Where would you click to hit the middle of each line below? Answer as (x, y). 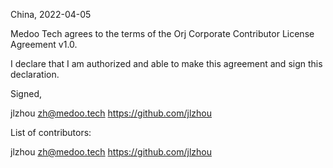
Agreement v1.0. (44, 44)
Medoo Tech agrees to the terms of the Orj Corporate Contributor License (162, 33)
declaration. (35, 74)
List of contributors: (51, 132)
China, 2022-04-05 (51, 14)
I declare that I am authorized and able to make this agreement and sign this (166, 63)
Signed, (26, 93)
